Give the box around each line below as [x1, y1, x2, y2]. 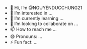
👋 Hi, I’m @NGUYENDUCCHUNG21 [10, 5, 82, 10]
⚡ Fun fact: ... [10, 39, 38, 45]
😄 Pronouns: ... [10, 33, 43, 39]
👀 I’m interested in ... [10, 10, 53, 16]
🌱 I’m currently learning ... [10, 15, 64, 21]
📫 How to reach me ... [10, 26, 57, 32]
